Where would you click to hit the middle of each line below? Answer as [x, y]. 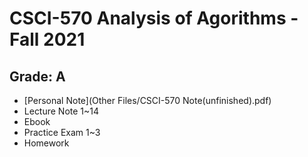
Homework [46, 143]
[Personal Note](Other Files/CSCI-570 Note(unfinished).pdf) [147, 100]
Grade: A [37, 76]
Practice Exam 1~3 [62, 132]
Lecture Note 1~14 [61, 111]
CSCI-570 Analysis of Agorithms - [154, 18]
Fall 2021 [47, 39]
